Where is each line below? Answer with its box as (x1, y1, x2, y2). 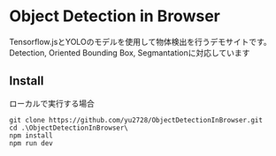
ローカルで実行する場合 (9, 98, 95, 108)
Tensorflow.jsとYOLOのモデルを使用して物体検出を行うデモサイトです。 (9, 36, 272, 47)
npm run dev (9, 138, 53, 147)
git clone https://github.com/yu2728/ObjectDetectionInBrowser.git (9, 115, 264, 124)
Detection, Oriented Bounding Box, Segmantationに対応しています (9, 47, 250, 58)
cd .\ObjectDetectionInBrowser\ (9, 123, 128, 132)
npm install (9, 130, 53, 140)
